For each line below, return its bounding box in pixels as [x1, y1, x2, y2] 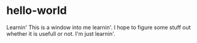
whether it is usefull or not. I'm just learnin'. [6, 30, 115, 37]
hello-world [6, 4, 68, 18]
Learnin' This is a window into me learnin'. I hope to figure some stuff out [6, 24, 191, 31]
